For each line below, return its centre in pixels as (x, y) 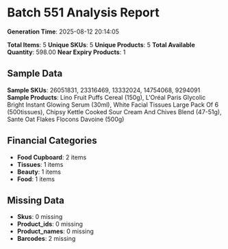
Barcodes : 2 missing (46, 239)
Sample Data (35, 74)
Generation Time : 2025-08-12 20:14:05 (63, 31)
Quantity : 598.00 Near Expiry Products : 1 (66, 52)
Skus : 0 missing (40, 217)
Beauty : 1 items (39, 172)
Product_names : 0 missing (55, 231)
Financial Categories (52, 141)
